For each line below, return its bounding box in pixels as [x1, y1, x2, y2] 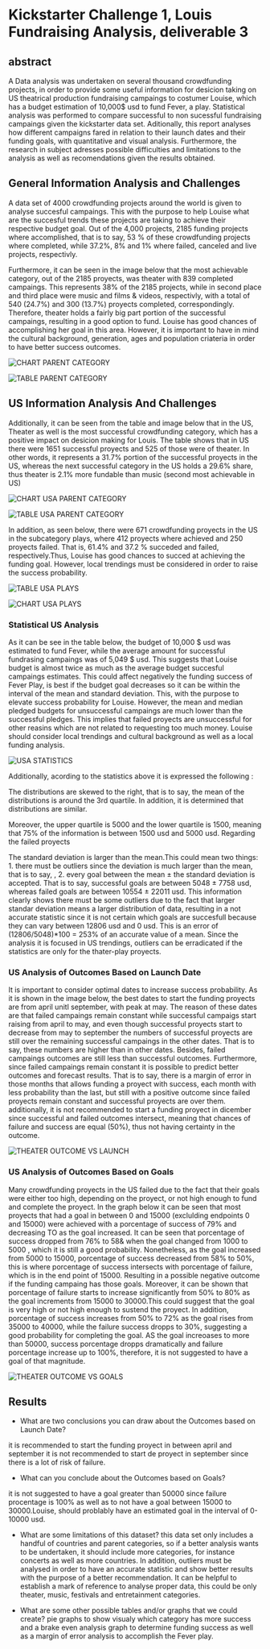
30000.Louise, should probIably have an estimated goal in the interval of [8, 1506, 249, 1516]
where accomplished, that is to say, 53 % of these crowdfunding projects [8, 232, 251, 242]
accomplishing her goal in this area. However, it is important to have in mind [8, 325, 260, 334]
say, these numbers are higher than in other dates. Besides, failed [8, 1045, 226, 1055]
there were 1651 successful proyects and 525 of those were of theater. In [8, 443, 250, 453]
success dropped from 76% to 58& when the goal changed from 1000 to [8, 1236, 248, 1246]
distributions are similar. [8, 804, 88, 813]
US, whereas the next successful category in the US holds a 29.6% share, [8, 461, 253, 471]
